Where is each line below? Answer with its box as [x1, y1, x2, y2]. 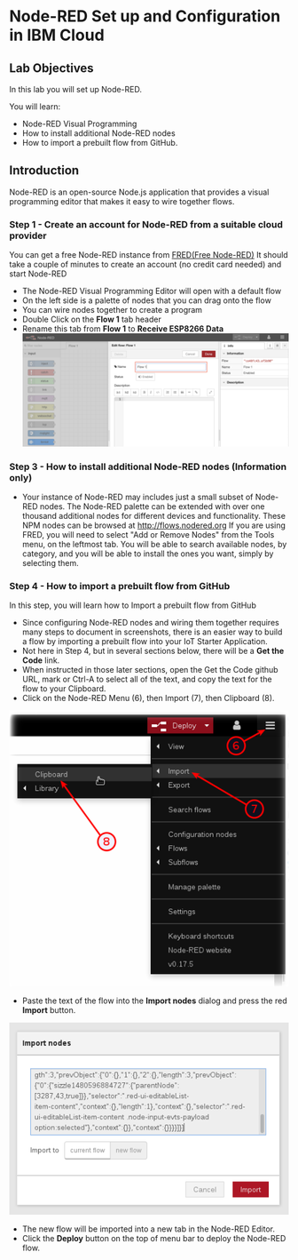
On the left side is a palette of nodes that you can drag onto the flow [21, 295, 272, 306]
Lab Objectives [9, 60, 95, 76]
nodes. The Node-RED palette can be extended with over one [39, 500, 265, 512]
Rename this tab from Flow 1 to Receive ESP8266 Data [21, 323, 224, 334]
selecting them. [21, 557, 79, 568]
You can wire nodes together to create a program [21, 305, 202, 315]
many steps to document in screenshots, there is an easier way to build [21, 626, 283, 637]
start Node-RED [9, 268, 67, 279]
